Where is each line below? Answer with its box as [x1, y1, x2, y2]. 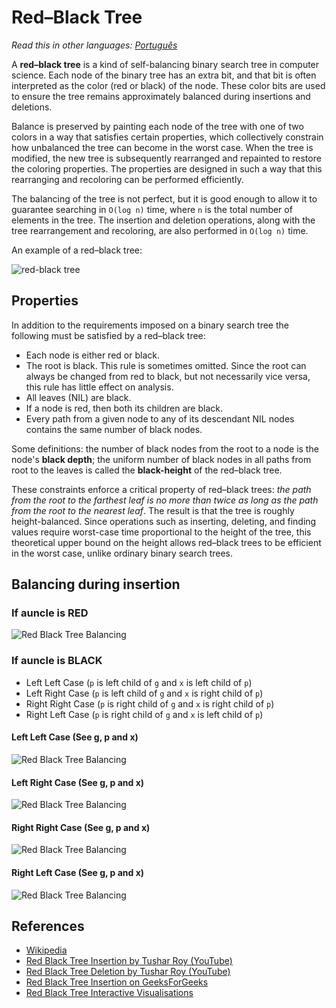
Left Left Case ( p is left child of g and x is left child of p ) [25, 676, 253, 688]
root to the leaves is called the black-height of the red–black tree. [11, 464, 283, 476]
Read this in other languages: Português [11, 39, 178, 51]
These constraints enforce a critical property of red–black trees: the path [11, 483, 312, 495]
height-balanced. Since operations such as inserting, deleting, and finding [11, 515, 317, 527]
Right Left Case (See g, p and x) [11, 866, 145, 878]
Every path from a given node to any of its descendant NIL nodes [25, 412, 295, 425]
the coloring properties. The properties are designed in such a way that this [11, 162, 323, 175]
